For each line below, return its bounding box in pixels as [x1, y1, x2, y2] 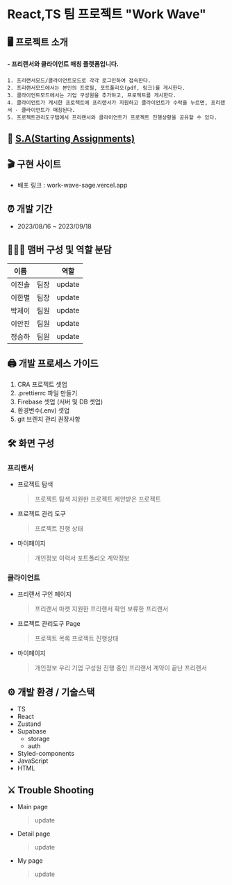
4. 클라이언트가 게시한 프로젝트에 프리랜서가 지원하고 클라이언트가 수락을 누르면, [7, 99, 208, 106]
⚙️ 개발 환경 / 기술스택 [7, 686, 95, 698]
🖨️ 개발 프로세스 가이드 [7, 358, 99, 369]
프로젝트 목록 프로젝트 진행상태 [34, 634, 119, 643]
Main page [17, 803, 49, 811]
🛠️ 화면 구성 [7, 437, 54, 449]
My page [17, 857, 43, 865]
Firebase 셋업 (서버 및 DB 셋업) [17, 397, 103, 406]
